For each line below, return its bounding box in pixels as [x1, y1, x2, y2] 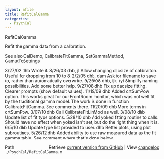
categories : [5, 16, 29, 21]
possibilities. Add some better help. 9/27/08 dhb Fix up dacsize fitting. [5, 83, 147, 89]
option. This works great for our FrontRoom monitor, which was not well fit [5, 94, 155, 99]
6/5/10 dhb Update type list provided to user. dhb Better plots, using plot [5, 125, 151, 131]
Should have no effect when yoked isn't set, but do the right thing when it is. [5, 119, 159, 125]
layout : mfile [5, 7, 34, 12]
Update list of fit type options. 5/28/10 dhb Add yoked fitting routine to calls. [5, 114, 159, 120]
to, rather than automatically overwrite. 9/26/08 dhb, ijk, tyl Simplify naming [5, 78, 158, 84]
